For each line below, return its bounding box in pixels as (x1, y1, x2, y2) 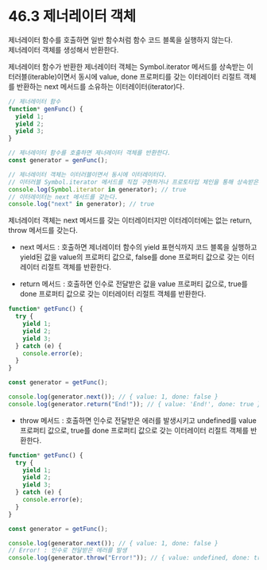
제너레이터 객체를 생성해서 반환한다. (8, 45, 119, 54)
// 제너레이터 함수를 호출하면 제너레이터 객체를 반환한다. (8, 149, 171, 157)
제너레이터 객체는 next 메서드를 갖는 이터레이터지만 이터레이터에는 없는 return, (8, 215, 253, 225)
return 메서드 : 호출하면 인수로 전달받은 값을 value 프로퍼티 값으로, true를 (19, 279, 248, 289)
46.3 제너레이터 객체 (8, 7, 137, 25)
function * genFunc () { (8, 105, 83, 113)
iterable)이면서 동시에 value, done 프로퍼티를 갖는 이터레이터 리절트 (29, 72, 242, 81)
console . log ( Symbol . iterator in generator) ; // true (8, 185, 187, 193)
